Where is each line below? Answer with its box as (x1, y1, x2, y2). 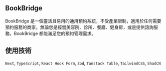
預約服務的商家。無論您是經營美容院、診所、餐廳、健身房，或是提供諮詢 (5, 24, 154, 30)
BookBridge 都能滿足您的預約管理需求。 (13, 30, 96, 36)
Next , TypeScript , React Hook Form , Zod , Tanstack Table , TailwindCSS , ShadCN (5, 60, 161, 66)
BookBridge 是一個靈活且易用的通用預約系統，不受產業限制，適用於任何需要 (5, 17, 162, 24)
